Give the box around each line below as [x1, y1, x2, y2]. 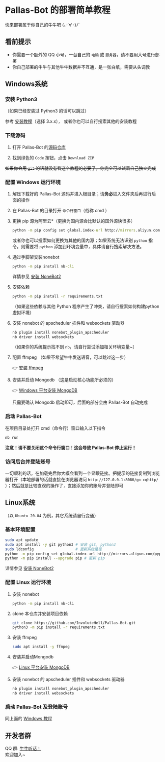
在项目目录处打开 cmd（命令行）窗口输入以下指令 [5, 425, 106, 431]
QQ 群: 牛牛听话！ [5, 746, 42, 752]
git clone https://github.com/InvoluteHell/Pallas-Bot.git [12, 620, 136, 625]
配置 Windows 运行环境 [5, 179, 61, 186]
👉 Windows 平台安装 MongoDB [12, 387, 78, 393]
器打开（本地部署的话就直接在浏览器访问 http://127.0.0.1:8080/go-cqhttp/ [5, 476, 159, 482]
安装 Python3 [5, 96, 38, 103]
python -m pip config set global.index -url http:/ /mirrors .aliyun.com [12, 228, 160, 233]
